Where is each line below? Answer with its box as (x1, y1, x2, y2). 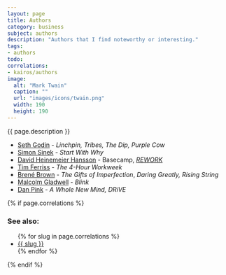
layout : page (7, 10, 45, 17)
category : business (7, 23, 64, 30)
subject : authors (7, 29, 58, 37)
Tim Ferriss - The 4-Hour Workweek (17, 162, 122, 171)
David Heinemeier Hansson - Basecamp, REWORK (17, 155, 163, 164)
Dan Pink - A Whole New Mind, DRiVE (17, 185, 127, 193)
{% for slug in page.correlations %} (17, 232, 120, 241)
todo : (7, 56, 23, 63)
